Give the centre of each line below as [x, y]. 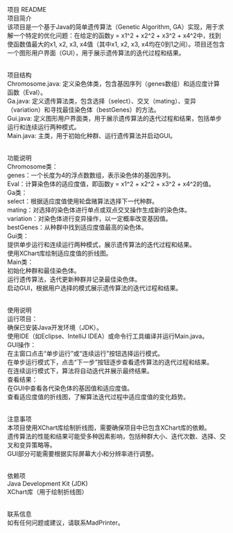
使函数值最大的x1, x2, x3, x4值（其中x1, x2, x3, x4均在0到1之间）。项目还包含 [116, 44]
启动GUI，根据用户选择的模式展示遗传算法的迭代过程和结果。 [95, 288]
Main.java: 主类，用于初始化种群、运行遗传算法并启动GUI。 [92, 136]
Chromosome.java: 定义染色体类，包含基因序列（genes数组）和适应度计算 [114, 84]
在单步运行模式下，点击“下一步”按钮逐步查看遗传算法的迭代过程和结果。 [110, 362]
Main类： [20, 262]
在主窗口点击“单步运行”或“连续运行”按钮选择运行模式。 [86, 353]
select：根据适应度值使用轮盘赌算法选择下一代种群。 [83, 201]
